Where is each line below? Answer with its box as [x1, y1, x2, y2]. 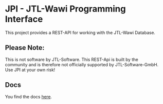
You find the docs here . [5, 93, 52, 100]
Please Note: [5, 44, 45, 52]
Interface [5, 14, 43, 25]
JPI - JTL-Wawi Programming [5, 3, 126, 15]
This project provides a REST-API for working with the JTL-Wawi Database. [5, 30, 156, 35]
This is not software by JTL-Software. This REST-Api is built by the [5, 57, 139, 62]
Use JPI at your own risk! [5, 67, 55, 73]
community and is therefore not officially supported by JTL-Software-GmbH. [5, 61, 159, 67]
